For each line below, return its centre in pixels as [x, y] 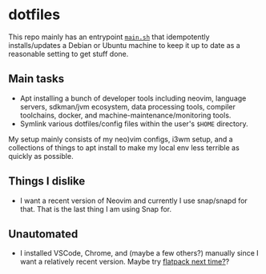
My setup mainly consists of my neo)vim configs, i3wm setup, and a [121, 139]
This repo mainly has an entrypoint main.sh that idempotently [109, 37]
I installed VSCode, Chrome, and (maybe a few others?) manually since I [139, 253]
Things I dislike [47, 181]
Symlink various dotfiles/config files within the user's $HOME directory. [134, 123]
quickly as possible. [41, 156]
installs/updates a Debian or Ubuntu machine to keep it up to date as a [124, 45]
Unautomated [43, 234]
